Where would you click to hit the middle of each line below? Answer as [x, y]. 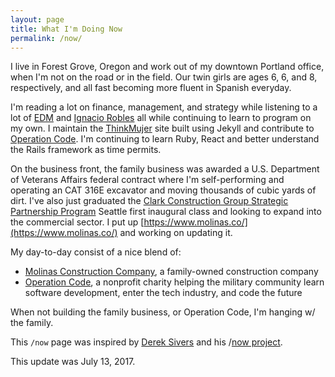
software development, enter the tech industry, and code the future [163, 293]
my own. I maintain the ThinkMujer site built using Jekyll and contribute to [162, 128]
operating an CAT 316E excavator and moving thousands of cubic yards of [163, 190]
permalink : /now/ [46, 38]
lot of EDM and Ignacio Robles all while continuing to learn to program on [161, 118]
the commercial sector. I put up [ [77, 222]
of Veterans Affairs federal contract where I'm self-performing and [147, 180]
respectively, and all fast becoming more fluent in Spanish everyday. [151, 88]
